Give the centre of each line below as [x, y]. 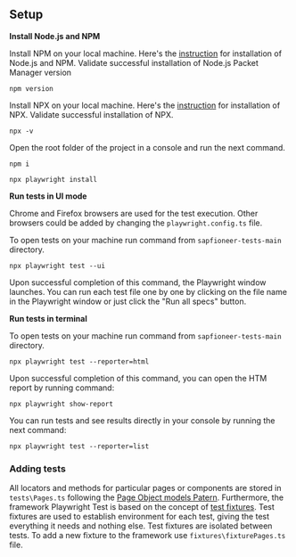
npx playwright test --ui [57, 266]
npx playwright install [53, 179]
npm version [31, 88]
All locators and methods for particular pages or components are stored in [145, 488]
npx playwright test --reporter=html [79, 361]
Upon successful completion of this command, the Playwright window [138, 282]
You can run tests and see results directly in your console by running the [142, 420]
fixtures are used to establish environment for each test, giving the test [140, 517]
